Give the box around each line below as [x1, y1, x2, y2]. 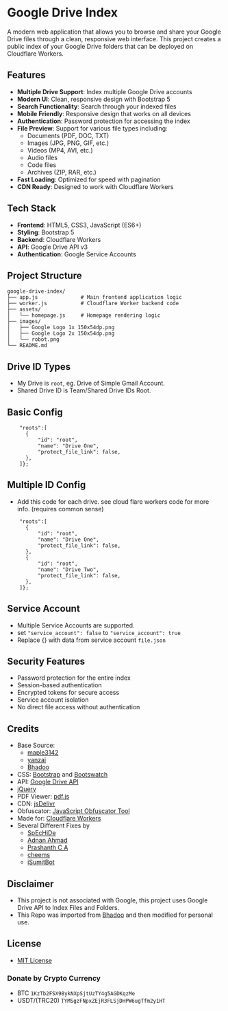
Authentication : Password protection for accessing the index [16, 117, 190, 125]
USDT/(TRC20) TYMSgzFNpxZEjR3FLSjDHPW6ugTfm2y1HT [16, 997, 166, 1005]
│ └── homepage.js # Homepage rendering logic [7, 312, 161, 319]
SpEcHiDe [27, 829, 56, 837]
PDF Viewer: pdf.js [16, 792, 70, 801]
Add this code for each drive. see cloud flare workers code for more [16, 497, 210, 506]
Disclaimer [7, 878, 54, 889]
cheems [27, 851, 50, 859]
